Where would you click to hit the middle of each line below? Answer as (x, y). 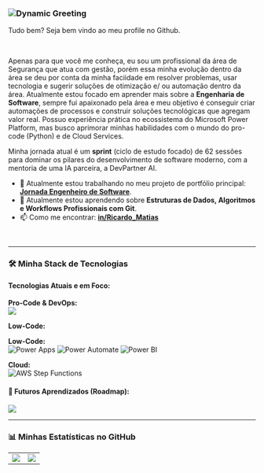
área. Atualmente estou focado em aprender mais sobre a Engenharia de (126, 94)
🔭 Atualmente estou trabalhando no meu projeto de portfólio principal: (132, 183)
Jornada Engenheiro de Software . (75, 192)
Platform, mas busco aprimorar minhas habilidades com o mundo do (119, 128)
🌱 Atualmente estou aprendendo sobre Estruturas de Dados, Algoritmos (137, 200)
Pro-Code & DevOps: (43, 303)
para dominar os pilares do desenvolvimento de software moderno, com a (128, 160)
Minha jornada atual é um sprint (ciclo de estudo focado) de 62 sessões (125, 152)
